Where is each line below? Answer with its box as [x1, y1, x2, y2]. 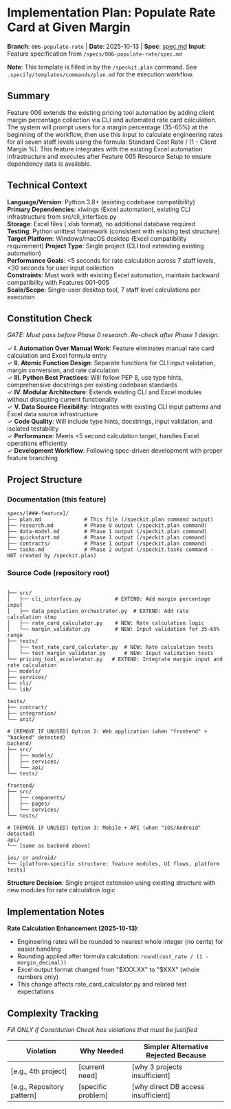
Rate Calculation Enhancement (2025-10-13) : [7, 924, 140, 933]
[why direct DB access [131, 1081, 205, 1091]
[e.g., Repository [10, 1081, 64, 1091]
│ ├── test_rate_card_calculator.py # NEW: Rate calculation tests [7, 644, 214, 651]
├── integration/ [7, 710, 57, 717]
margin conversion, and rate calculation [7, 366, 120, 374]
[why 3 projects [131, 1062, 183, 1071]
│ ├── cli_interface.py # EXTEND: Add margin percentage [7, 596, 211, 603]
